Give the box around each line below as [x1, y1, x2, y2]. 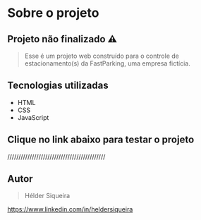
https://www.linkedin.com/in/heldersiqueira [7, 205, 133, 214]
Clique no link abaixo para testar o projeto [7, 134, 195, 146]
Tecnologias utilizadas [7, 80, 109, 92]
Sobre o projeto [7, 5, 99, 21]
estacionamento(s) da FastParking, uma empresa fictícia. [24, 59, 190, 68]
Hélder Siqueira [24, 192, 71, 200]
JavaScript [17, 113, 49, 121]
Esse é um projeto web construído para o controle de [24, 51, 180, 60]
